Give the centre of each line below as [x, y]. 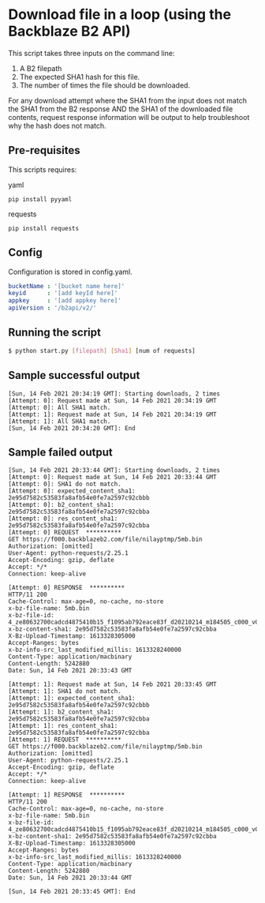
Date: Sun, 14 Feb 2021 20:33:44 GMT [70, 878]
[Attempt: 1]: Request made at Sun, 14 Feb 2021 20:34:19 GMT [112, 414]
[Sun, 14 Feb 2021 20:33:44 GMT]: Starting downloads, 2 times [114, 470]
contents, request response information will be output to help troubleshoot [129, 117]
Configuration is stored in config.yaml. [70, 272]
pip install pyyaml [40, 199]
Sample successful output [74, 375]
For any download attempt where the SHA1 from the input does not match [127, 100]
